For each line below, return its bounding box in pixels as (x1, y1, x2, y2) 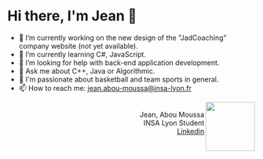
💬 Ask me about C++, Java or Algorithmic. (18, 66, 155, 75)
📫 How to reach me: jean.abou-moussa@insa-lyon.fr (18, 83, 192, 92)
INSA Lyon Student (143, 117, 205, 128)
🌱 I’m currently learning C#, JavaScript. (18, 49, 147, 59)
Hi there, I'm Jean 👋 (7, 7, 137, 25)
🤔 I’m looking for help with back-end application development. (18, 58, 220, 67)
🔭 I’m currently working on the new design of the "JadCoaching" (18, 33, 227, 42)
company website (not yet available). (18, 41, 138, 50)
